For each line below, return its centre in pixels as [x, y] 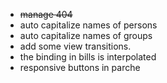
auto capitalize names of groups [86, 35]
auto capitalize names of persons [88, 25]
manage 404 [46, 14]
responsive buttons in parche [80, 67]
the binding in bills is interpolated [88, 57]
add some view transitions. [75, 46]
